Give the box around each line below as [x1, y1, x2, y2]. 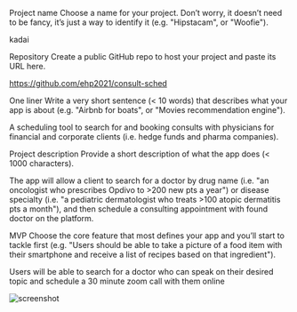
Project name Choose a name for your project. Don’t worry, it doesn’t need [9, 8, 283, 18]
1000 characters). [9, 158, 74, 168]
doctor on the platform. [9, 213, 94, 223]
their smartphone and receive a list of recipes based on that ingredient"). [9, 249, 277, 260]
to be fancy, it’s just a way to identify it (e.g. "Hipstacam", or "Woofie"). [9, 17, 269, 28]
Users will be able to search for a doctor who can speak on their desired [9, 267, 274, 276]
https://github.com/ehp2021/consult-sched [9, 78, 167, 88]
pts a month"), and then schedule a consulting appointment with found [9, 204, 269, 214]
